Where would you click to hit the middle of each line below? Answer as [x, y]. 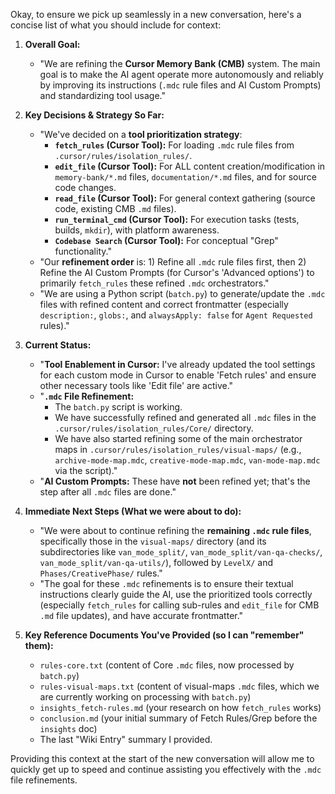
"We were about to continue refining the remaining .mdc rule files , [175, 530]
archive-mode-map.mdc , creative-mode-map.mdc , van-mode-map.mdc [187, 460]
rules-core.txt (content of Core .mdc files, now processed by [167, 665]
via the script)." [86, 470]
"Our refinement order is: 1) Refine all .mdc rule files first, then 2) [173, 262]
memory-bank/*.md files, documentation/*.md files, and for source [185, 177]
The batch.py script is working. [118, 407]
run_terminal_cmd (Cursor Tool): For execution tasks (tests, [177, 219]
